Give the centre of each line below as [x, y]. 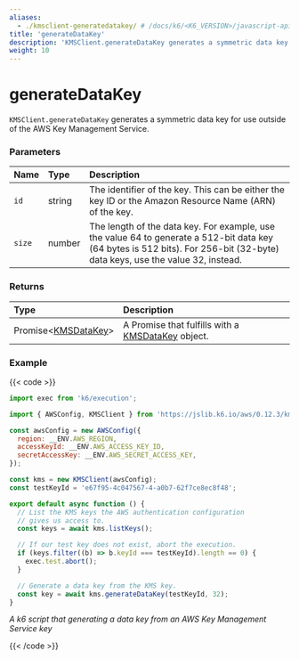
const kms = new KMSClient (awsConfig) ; [83, 480]
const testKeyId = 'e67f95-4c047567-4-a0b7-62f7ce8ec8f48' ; [123, 488]
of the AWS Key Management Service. [79, 129]
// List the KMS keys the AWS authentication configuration [131, 512]
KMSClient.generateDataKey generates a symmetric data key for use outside [148, 119]
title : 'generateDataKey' [57, 34]
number [64, 243]
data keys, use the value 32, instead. [166, 260]
